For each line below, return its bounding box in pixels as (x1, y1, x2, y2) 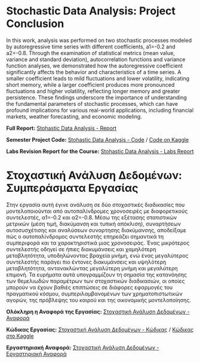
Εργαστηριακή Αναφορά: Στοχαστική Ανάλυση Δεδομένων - (6, 344, 159, 351)
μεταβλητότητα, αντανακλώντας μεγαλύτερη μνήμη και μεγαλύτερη (6, 264, 178, 272)
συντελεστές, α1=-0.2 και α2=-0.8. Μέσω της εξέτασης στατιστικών (6, 213, 177, 221)
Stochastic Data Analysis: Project (6, 4, 176, 18)
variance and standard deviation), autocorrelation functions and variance (6, 56, 186, 63)
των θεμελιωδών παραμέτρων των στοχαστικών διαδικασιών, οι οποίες (6, 277, 185, 285)
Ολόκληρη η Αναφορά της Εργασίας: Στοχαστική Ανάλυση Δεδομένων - (6, 308, 190, 315)
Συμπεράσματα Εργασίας (6, 181, 139, 195)
